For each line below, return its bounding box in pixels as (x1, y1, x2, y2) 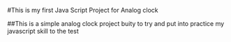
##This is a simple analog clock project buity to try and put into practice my (7, 20, 225, 27)
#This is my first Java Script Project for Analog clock (7, 6, 158, 14)
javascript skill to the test (7, 27, 79, 35)
